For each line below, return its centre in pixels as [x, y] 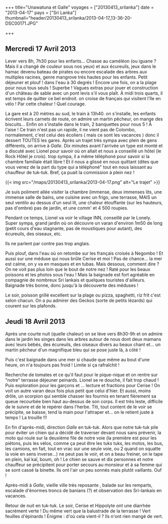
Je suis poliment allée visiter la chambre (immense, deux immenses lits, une [83, 192]
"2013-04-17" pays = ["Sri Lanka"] [41, 13]
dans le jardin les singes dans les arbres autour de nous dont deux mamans [83, 339]
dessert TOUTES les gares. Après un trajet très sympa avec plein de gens [81, 140]
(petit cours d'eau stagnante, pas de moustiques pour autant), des [74, 228]
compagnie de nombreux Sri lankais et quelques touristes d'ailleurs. [75, 280]
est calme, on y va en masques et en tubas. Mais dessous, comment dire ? [82, 264]
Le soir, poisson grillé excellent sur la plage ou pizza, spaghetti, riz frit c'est [83, 295]
